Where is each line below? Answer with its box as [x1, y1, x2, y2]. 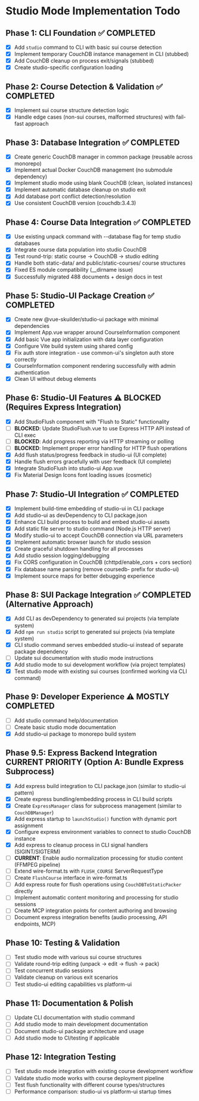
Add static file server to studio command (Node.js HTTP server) [14, 525, 171, 532]
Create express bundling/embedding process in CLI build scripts [14, 795, 173, 802]
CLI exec [14, 431, 36, 439]
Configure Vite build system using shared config [14, 342, 133, 349]
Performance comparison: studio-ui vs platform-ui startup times [14, 1088, 172, 1095]
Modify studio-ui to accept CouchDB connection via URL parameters [14, 532, 184, 539]
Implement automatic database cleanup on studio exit [14, 186, 147, 193]
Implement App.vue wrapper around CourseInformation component [14, 329, 180, 336]
